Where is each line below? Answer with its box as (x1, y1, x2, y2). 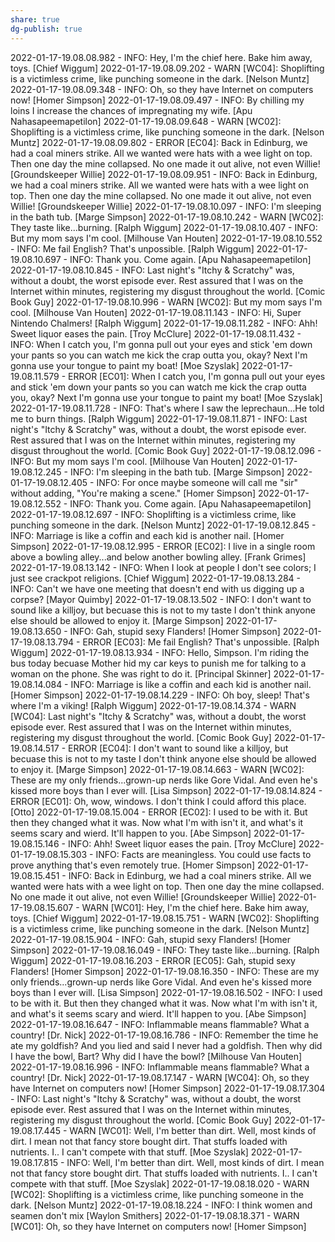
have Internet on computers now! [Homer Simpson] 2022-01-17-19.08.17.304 (10, 1082, 326, 1094)
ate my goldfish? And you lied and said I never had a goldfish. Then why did (10, 1039, 323, 1051)
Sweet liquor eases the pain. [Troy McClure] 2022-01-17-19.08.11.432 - (10, 327, 302, 340)
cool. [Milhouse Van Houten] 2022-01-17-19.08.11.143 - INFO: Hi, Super (10, 306, 302, 318)
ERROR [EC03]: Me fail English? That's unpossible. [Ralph (82, 636, 320, 648)
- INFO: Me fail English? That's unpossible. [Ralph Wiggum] (10, 242, 255, 255)
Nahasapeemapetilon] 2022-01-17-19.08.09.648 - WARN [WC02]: (10, 115, 282, 127)
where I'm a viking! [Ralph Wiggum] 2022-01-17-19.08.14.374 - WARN (10, 699, 297, 711)
